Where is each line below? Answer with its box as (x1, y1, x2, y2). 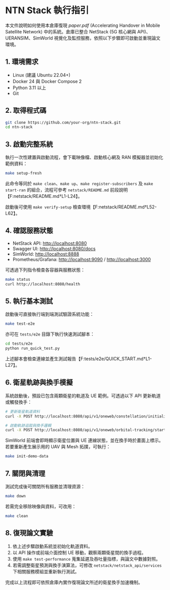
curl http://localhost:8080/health (5, 281, 80, 286)
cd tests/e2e (5, 341, 33, 347)
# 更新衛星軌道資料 (5, 409, 40, 414)
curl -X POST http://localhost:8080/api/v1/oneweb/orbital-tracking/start (5, 428, 166, 433)
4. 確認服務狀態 (5, 226, 53, 235)
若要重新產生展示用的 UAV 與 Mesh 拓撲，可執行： (5, 444, 111, 450)
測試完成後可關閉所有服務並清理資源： (5, 484, 85, 489)
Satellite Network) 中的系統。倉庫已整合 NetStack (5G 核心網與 (5, 28, 137, 34)
